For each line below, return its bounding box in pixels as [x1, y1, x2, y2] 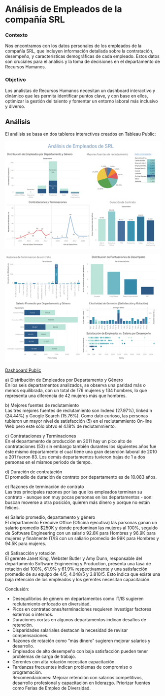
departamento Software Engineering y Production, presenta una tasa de [5, 560, 151, 566]
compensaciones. [12, 632, 49, 638]
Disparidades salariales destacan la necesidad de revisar [12, 627, 128, 633]
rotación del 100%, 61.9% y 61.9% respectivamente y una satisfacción [5, 566, 148, 572]
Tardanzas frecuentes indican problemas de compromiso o [12, 664, 132, 670]
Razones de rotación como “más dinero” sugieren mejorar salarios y [12, 638, 151, 644]
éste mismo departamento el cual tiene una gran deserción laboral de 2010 [5, 448, 157, 454]
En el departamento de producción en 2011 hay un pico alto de [5, 438, 132, 444]
